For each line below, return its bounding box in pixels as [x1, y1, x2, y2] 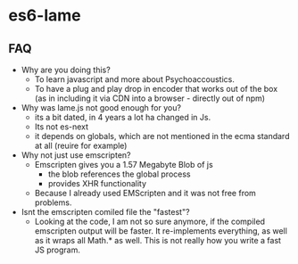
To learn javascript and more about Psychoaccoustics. [34, 74, 236, 85]
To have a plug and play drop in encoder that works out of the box [34, 84, 278, 94]
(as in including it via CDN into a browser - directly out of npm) [34, 93, 265, 103]
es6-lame [8, 5, 81, 26]
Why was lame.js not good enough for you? [21, 103, 182, 112]
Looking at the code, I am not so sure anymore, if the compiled [34, 216, 265, 227]
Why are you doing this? [21, 64, 111, 75]
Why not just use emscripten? [21, 150, 131, 161]
